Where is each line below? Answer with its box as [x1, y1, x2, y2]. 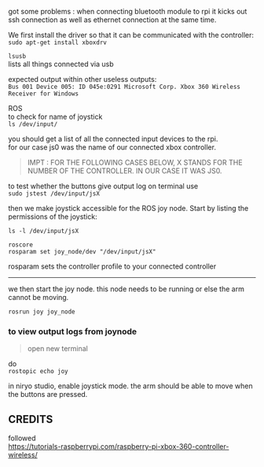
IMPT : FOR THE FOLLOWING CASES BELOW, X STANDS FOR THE [27, 158, 243, 167]
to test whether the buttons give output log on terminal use [8, 181, 199, 191]
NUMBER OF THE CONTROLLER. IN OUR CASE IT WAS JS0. [27, 166, 222, 176]
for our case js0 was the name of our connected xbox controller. [8, 143, 216, 152]
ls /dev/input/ [8, 120, 58, 128]
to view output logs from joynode [8, 326, 137, 337]
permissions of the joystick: [8, 212, 97, 221]
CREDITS [8, 413, 53, 426]
